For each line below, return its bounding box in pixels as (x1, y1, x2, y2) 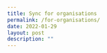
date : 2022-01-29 (7, 23, 57, 30)
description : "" (7, 36, 54, 43)
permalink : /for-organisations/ (7, 17, 100, 23)
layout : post (7, 29, 45, 36)
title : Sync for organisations (7, 10, 97, 17)
